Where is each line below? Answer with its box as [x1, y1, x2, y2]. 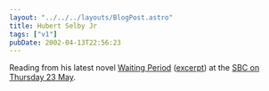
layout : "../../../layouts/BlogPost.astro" [9, 12, 174, 22]
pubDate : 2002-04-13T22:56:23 [9, 37, 122, 47]
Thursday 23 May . [9, 72, 77, 83]
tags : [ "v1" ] [9, 29, 58, 38]
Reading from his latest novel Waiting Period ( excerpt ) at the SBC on [9, 62, 260, 73]
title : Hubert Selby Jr [9, 21, 98, 30]
